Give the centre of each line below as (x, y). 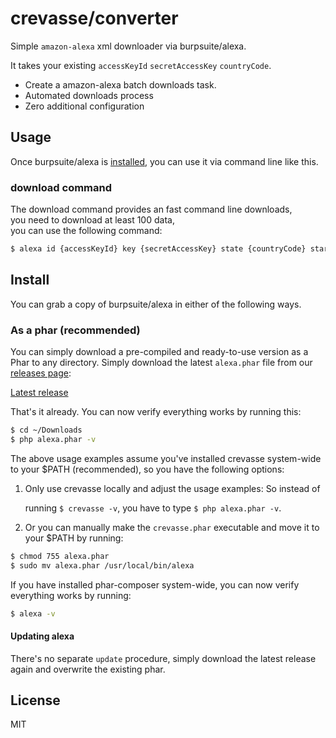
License (35, 700)
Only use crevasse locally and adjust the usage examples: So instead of (172, 488)
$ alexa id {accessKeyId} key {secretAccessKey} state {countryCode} (158, 249)
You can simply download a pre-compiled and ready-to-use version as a (159, 352)
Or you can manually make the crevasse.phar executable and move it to (172, 527)
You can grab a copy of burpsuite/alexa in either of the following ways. (156, 304)
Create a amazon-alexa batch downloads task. (120, 84)
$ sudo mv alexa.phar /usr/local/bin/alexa (102, 565)
